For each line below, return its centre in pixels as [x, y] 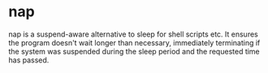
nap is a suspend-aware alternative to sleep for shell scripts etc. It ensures [133, 34]
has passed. [29, 60]
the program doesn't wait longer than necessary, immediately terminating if [134, 42]
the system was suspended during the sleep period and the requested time [134, 51]
